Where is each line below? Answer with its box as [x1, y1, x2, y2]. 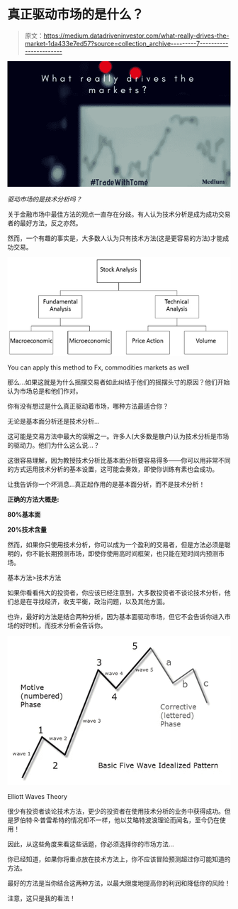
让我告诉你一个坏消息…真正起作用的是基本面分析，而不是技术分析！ [7, 480, 205, 488]
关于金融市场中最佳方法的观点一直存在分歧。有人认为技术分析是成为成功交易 [7, 210, 231, 219]
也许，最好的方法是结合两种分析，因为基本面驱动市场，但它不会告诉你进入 [7, 612, 225, 620]
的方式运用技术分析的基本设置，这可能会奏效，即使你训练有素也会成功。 [7, 465, 218, 473]
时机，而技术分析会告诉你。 [25, 621, 107, 630]
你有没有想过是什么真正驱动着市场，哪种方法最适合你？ [7, 402, 169, 410]
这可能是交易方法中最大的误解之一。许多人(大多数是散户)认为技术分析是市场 [7, 431, 229, 441]
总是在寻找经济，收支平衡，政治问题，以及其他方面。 [13, 597, 169, 606]
